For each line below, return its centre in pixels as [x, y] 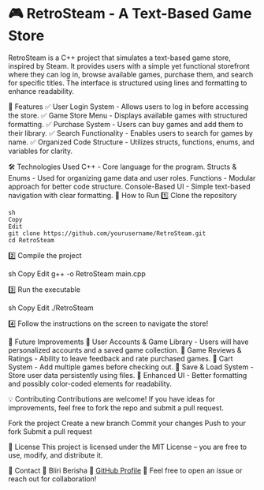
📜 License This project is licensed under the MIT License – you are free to [127, 447]
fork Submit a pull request [50, 431]
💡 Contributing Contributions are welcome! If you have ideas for [112, 398]
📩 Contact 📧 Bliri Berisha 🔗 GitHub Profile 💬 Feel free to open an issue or [125, 470]
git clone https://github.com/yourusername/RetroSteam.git [107, 233]
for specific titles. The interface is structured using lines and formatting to [128, 83]
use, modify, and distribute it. [56, 455]
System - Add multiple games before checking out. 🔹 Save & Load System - [131, 367]
